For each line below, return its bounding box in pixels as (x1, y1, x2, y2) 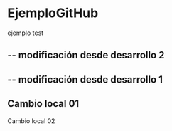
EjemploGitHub (7, 5, 99, 21)
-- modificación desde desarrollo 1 (7, 73, 163, 85)
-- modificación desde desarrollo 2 (7, 49, 165, 61)
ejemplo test (7, 28, 44, 37)
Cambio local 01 (7, 98, 80, 110)
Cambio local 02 (7, 116, 55, 125)
